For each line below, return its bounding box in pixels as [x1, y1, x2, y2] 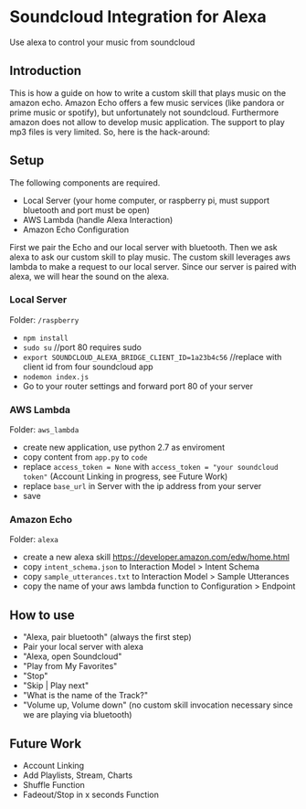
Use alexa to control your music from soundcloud [9, 37, 195, 48]
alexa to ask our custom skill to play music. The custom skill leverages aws [9, 251, 290, 262]
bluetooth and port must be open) [22, 204, 151, 216]
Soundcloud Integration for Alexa [9, 6, 267, 27]
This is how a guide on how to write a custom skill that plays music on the [9, 87, 286, 98]
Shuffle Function [22, 780, 85, 791]
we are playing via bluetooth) [22, 709, 132, 720]
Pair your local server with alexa [22, 642, 144, 653]
